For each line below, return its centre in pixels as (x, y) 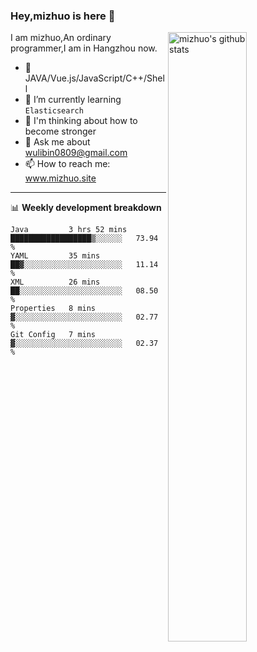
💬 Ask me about (57, 142)
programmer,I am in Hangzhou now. (84, 48)
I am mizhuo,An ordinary (61, 38)
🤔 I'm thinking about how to (81, 121)
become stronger (60, 131)
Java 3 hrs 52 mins (69, 230)
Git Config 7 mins (53, 335)
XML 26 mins (55, 282)
